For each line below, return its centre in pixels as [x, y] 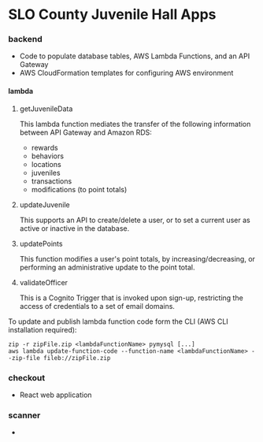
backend [25, 39]
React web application [56, 395]
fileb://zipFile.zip [77, 358]
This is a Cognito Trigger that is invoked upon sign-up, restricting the [131, 298]
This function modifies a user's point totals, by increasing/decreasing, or [137, 258]
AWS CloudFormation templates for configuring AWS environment [126, 73]
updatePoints [41, 243]
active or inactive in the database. [74, 228]
